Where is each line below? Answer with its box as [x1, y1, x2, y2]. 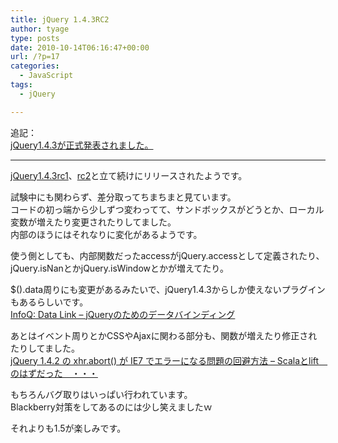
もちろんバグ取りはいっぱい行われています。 [10, 388, 193, 400]
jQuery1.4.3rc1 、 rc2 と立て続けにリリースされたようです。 [10, 169, 248, 181]
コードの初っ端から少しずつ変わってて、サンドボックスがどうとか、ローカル [10, 203, 325, 215]
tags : [10, 80, 33, 90]
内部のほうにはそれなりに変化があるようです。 [10, 228, 203, 240]
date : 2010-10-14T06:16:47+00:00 [10, 42, 150, 53]
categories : [10, 61, 60, 71]
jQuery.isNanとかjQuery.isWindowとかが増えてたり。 [10, 262, 230, 274]
